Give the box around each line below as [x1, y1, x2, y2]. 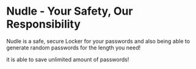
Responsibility [6, 17, 81, 31]
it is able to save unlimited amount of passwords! [6, 56, 129, 63]
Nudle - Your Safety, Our [6, 4, 133, 18]
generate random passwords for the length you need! [6, 44, 141, 51]
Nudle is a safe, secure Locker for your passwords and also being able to [6, 37, 191, 45]
